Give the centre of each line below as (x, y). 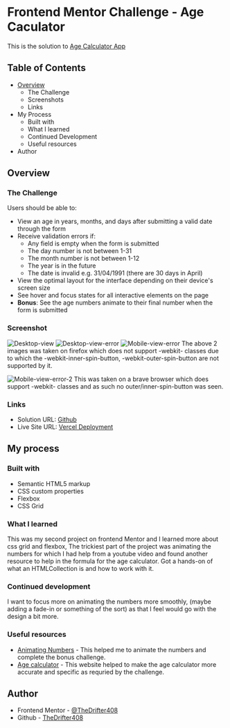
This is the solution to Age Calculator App (67, 46)
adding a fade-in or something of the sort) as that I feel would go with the (112, 609)
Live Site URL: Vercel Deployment (65, 427)
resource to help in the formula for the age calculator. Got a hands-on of (110, 561)
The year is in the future (62, 266)
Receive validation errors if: (56, 236)
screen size (34, 288)
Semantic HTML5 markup (54, 483)
